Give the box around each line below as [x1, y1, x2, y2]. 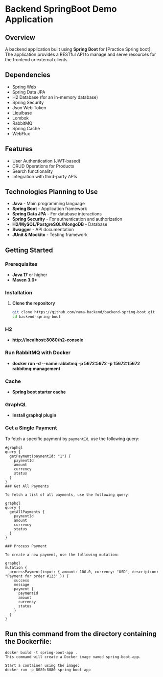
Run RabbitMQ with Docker [5, 349, 71, 356]
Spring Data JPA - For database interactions [12, 211, 102, 217]
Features [5, 145, 33, 153]
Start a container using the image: [5, 663, 80, 668]
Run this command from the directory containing [5, 630, 157, 638]
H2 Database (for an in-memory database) [12, 94, 98, 100]
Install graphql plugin [12, 412, 57, 418]
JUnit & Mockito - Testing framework [12, 232, 88, 238]
